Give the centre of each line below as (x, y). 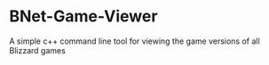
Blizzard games (38, 50)
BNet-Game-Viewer (83, 16)
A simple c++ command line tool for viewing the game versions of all (134, 41)
